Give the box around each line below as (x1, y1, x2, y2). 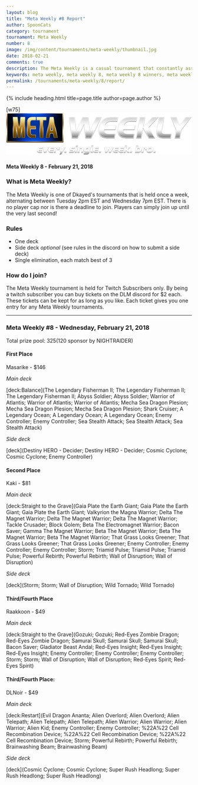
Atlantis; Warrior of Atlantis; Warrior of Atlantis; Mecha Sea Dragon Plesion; (6, 399, 189, 406)
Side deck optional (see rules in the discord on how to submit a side (14, 244, 180, 251)
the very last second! (6, 210, 57, 217)
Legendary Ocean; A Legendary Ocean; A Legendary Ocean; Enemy (6, 411, 173, 418)
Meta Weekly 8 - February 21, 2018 (6, 163, 93, 170)
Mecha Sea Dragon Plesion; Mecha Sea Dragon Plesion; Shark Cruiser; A (6, 405, 184, 412)
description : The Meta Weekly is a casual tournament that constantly (6, 65, 183, 71)
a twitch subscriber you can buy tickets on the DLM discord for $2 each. (6, 291, 182, 298)
